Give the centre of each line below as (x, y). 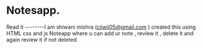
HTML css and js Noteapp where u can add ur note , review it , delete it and (100, 33)
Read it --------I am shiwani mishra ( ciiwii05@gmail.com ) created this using (101, 27)
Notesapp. (33, 10)
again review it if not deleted (42, 39)
